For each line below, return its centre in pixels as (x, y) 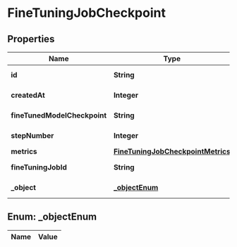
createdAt (28, 95)
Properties (31, 39)
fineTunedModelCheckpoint (59, 115)
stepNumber (32, 135)
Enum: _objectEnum (52, 217)
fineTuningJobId (39, 167)
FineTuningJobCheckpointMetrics (172, 151)
